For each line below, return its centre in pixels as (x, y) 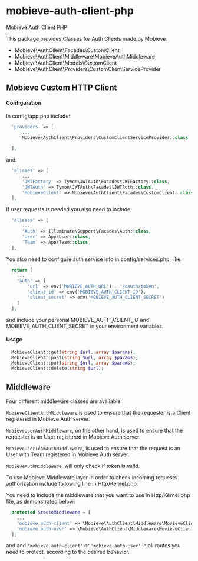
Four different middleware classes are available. (64, 401)
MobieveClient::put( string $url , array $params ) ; (73, 363)
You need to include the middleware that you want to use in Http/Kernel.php (98, 495)
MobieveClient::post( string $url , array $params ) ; (75, 357)
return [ (22, 270)
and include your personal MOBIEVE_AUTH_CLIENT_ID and (78, 320)
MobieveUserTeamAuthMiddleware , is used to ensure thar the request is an (93, 449)
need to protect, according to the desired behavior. (68, 552)
